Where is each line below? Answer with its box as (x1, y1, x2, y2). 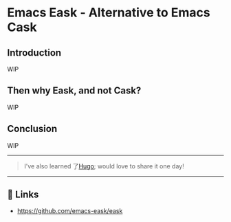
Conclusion (7, 123, 58, 135)
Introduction (7, 47, 62, 58)
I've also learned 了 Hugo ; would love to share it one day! (23, 162, 184, 170)
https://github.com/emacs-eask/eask (16, 207, 123, 215)
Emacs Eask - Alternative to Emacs (7, 5, 211, 21)
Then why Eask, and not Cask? (7, 85, 142, 97)
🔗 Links (7, 189, 39, 201)
